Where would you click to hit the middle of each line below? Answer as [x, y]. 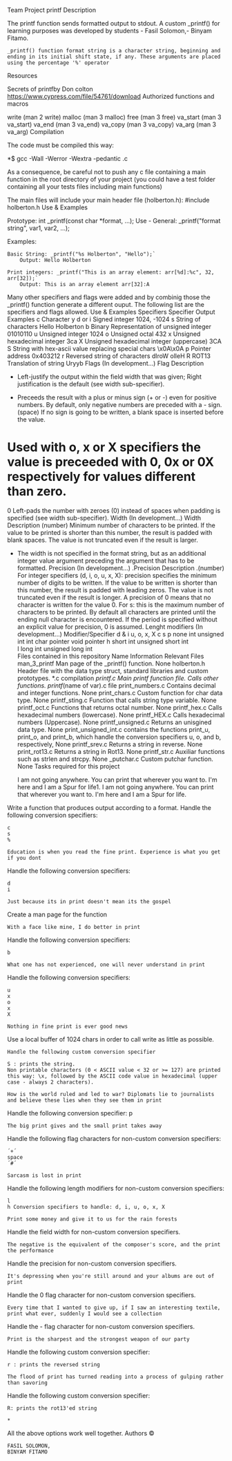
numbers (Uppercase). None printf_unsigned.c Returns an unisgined [114, 722]
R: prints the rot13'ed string [52, 1408]
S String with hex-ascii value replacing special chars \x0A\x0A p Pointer [109, 349]
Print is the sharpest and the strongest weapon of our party [98, 1339]
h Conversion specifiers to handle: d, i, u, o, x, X [86, 1207]
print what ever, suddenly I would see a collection [85, 1313]
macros [18, 104]
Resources [22, 76]
